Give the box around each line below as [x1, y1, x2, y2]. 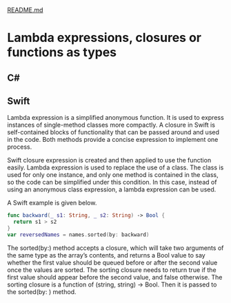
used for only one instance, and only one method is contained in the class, [7, 171, 219, 179]
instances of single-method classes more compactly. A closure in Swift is [7, 121, 216, 129]
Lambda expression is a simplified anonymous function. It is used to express [7, 114, 224, 122]
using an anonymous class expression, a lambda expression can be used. [7, 185, 217, 194]
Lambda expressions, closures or [7, 30, 202, 45]
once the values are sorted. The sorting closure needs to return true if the [7, 265, 217, 274]
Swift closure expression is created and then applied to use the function [7, 156, 212, 165]
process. [7, 143, 32, 151]
